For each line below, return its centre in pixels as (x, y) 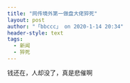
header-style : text (35, 33)
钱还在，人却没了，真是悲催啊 (50, 73)
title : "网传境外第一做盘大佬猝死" (52, 13)
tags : (15, 39)
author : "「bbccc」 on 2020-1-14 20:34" (65, 26)
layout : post (26, 20)
